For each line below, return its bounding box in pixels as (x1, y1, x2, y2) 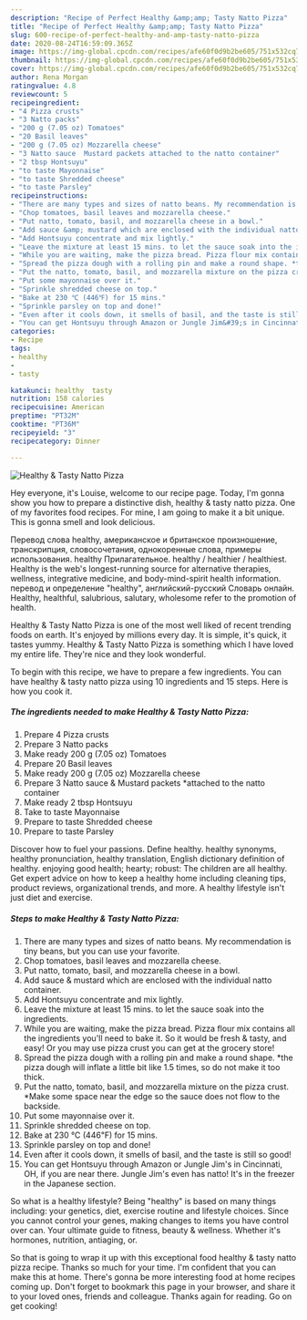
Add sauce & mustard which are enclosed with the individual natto (23, 975, 272, 985)
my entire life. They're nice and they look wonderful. (10, 648, 207, 659)
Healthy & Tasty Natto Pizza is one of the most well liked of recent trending (10, 619, 292, 630)
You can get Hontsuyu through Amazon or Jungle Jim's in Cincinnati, (23, 1159, 283, 1170)
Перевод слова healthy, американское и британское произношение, (10, 534, 278, 545)
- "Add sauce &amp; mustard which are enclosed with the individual (10, 225, 276, 234)
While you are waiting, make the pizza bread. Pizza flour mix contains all (23, 1023, 295, 1035)
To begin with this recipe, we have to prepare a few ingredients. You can (10, 666, 281, 677)
